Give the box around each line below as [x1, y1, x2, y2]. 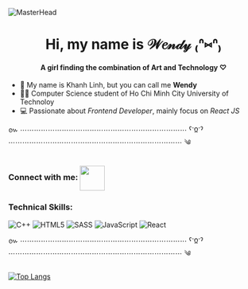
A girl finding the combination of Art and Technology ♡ [40, 62, 227, 72]
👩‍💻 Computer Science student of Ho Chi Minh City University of [19, 88, 229, 99]
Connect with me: [8, 172, 79, 183]
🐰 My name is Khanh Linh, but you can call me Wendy [19, 80, 197, 90]
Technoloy [19, 97, 55, 107]
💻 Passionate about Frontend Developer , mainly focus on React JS [19, 106, 240, 115]
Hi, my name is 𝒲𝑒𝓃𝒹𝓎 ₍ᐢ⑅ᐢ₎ [45, 36, 223, 53]
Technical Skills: [8, 201, 73, 213]
